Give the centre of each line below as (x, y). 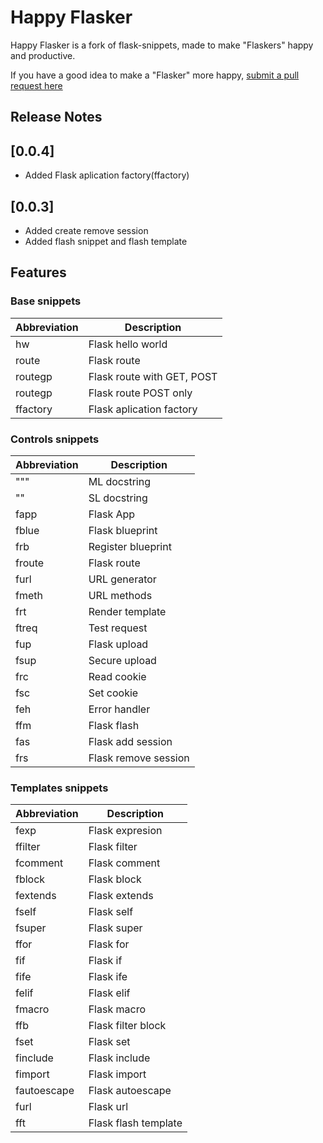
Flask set (109, 1042)
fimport (32, 1074)
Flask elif (109, 993)
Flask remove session (139, 758)
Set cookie (113, 693)
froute (30, 563)
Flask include (119, 1058)
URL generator (122, 579)
